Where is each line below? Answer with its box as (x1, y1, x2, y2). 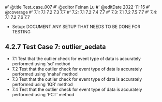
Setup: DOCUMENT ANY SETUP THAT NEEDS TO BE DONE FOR (12, 24, 141, 29)
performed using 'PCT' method (12, 91, 74, 97)
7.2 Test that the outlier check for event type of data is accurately (12, 66, 142, 72)
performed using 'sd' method (12, 60, 71, 67)
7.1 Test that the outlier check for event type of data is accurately (12, 56, 141, 61)
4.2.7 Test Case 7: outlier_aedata (5, 43, 106, 51)
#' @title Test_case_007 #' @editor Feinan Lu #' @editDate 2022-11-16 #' (5, 4, 150, 10)
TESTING (12, 29, 30, 34)
